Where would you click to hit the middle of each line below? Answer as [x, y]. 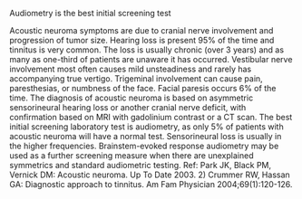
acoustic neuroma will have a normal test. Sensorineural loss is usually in [146, 136]
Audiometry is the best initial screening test [90, 13]
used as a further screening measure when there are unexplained [132, 156]
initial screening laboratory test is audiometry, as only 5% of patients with [146, 127]
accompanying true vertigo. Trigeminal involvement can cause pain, [136, 79]
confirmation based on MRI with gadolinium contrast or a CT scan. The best [151, 117]
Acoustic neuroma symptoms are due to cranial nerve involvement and [141, 30]
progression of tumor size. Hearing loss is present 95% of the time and [142, 40]
